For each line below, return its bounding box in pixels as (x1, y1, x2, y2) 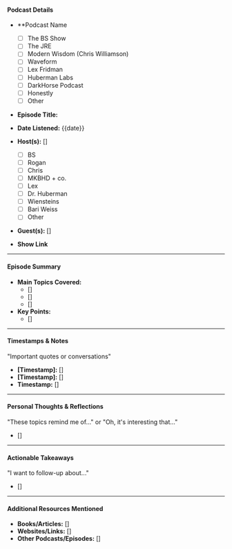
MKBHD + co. (27, 173, 67, 182)
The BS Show (27, 35, 66, 43)
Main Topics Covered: (17, 278, 82, 286)
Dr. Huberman (27, 190, 68, 198)
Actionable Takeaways (7, 453, 74, 462)
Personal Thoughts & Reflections (7, 403, 104, 411)
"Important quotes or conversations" (7, 352, 112, 360)
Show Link (17, 240, 48, 249)
